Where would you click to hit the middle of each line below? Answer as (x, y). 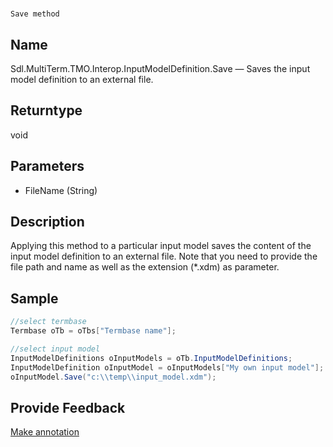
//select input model (55, 349)
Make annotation (45, 432)
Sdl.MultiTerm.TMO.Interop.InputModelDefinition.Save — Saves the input (160, 68)
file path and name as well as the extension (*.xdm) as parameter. (145, 267)
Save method (35, 14)
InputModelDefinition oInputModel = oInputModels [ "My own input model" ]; (167, 367)
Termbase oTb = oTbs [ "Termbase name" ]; (93, 331)
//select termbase (48, 322)
